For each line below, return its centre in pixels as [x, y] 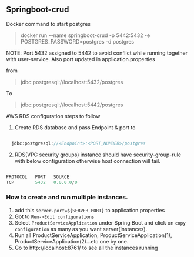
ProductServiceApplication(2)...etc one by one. [71, 241]
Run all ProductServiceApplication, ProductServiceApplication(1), [93, 235]
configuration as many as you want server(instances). [81, 229]
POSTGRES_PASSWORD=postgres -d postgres [77, 41]
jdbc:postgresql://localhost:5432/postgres [72, 82]
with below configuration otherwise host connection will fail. [87, 161]
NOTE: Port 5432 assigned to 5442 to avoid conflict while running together [97, 53]
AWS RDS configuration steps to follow [53, 116]
